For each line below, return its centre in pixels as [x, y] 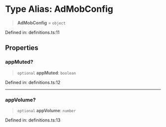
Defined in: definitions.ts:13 [33, 120]
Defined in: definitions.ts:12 [33, 82]
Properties [22, 48]
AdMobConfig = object [41, 23]
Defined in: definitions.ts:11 [32, 32]
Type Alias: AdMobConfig [59, 9]
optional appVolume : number [46, 110]
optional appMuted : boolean [46, 73]
